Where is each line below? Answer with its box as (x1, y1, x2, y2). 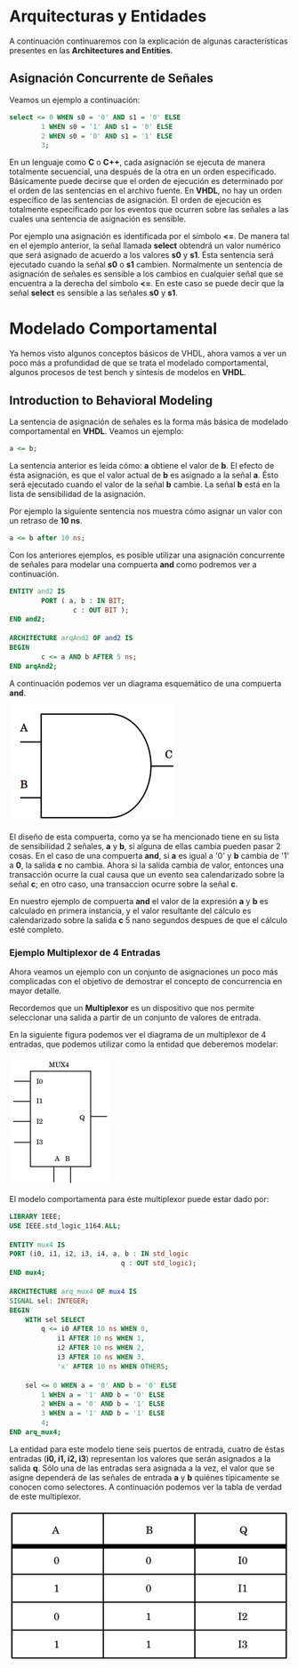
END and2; (9, 615, 46, 624)
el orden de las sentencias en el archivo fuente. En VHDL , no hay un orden (9, 185, 283, 196)
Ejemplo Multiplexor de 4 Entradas (9, 946, 162, 958)
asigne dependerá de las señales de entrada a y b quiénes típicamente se (9, 1472, 280, 1482)
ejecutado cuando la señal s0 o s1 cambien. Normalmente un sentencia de (9, 260, 283, 270)
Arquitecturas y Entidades (9, 6, 207, 27)
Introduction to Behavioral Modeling (9, 393, 213, 408)
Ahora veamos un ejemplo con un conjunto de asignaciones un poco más (9, 966, 278, 977)
